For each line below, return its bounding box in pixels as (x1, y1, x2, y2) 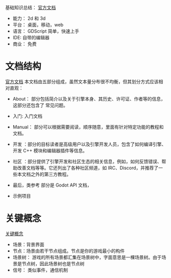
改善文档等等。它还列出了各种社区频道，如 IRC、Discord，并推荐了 (17, 165, 159, 171)
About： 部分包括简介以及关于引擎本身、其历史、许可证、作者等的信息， (12, 96, 166, 102)
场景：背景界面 (12, 241, 44, 247)
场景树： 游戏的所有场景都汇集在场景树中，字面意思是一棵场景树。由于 (12, 254, 162, 260)
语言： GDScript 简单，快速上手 (12, 28, 80, 34)
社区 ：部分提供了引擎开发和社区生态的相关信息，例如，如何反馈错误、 (12, 158, 162, 165)
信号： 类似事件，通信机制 (12, 267, 68, 273)
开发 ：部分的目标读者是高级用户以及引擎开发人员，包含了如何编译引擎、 (12, 141, 166, 147)
